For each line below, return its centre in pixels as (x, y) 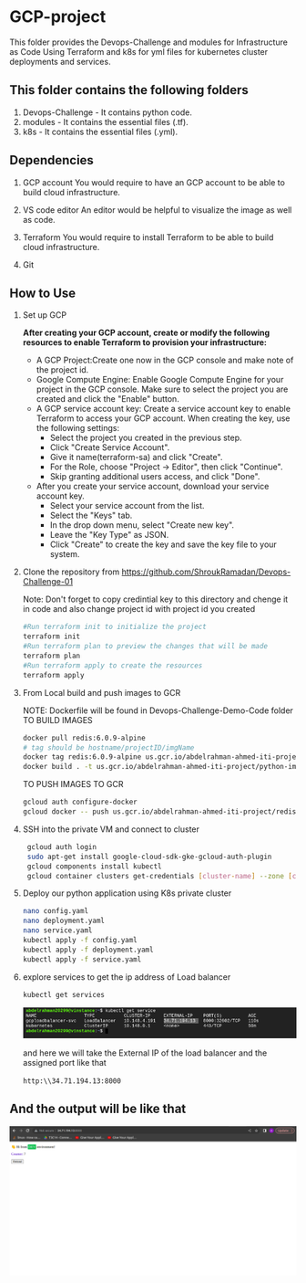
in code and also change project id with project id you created (139, 609)
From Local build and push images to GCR (102, 692)
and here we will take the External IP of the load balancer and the (145, 1053)
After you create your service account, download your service (153, 487)
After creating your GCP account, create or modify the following (146, 333)
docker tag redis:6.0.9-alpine (82, 757)
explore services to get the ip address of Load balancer (127, 977)
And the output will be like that (98, 1109)
